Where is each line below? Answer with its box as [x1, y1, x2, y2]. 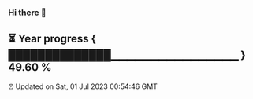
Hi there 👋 [8, 7, 47, 18]
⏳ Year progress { [8, 32, 97, 46]
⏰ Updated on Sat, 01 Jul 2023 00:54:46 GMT [8, 82, 158, 91]
